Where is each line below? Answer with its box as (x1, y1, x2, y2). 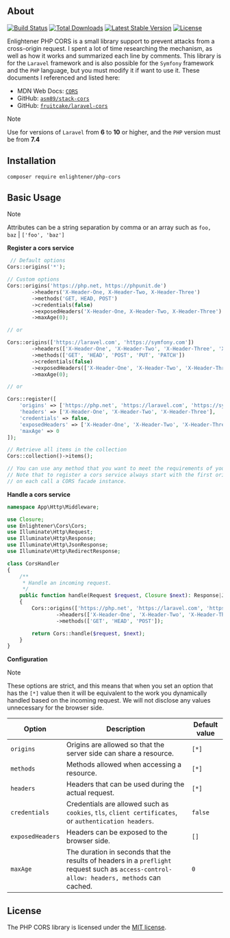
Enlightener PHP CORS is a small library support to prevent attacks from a (7, 37, 215, 45)
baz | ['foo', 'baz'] (7, 231, 65, 239)
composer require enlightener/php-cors (7, 173, 121, 180)
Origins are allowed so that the (66, 740, 164, 750)
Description (105, 724, 146, 734)
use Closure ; (7, 516, 44, 523)
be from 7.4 (7, 135, 40, 143)
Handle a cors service (7, 490, 71, 498)
